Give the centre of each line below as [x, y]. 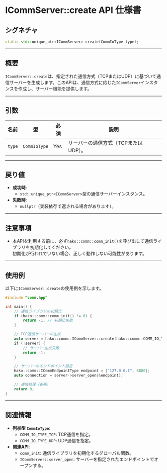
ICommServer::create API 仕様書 [73, 10]
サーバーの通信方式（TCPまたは [105, 143]
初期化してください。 [51, 247]
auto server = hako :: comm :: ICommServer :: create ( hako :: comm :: [79, 339]
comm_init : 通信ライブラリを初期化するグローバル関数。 [77, 453]
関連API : [21, 447]
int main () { [19, 306]
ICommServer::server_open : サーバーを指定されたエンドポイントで [87, 459]
